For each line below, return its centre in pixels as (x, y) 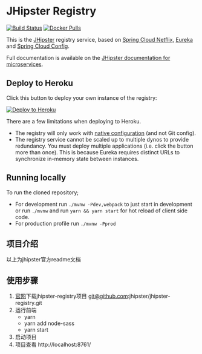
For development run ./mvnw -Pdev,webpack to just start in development (103, 204)
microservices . (25, 64)
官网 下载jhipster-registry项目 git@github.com (71, 296)
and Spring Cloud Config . (38, 46)
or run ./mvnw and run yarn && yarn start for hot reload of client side (101, 211)
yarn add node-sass (49, 323)
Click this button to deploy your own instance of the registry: (82, 97)
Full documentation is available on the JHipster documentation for (88, 57)
